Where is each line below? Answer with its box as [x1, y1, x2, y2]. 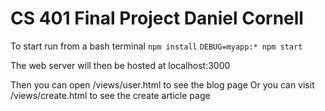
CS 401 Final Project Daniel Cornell [10, 7, 304, 30]
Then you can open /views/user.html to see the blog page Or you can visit [10, 78, 315, 91]
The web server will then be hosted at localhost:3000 [10, 59, 231, 71]
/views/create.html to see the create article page [10, 89, 211, 101]
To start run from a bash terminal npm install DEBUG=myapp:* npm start [10, 40, 303, 52]
